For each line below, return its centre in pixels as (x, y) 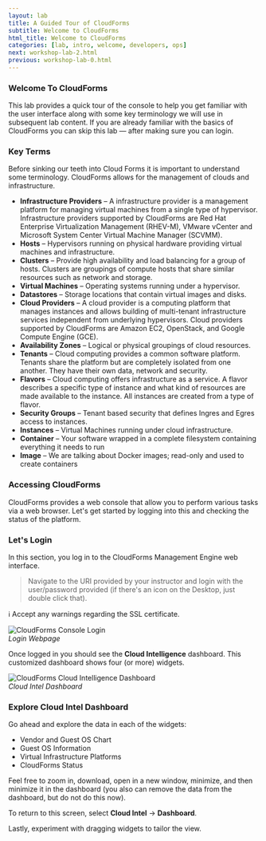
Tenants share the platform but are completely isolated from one (125, 362)
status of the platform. (45, 519)
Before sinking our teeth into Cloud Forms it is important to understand (124, 169)
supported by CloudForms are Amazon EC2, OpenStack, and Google (132, 329)
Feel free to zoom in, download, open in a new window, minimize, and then (131, 781)
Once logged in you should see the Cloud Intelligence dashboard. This (125, 654)
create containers (49, 464)
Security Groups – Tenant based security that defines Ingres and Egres (137, 413)
